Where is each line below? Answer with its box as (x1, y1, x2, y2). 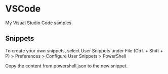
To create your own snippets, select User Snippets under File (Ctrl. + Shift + (5, 47, 163, 53)
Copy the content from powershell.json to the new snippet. (5, 62, 128, 68)
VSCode (5, 3, 41, 15)
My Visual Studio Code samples (5, 20, 72, 26)
